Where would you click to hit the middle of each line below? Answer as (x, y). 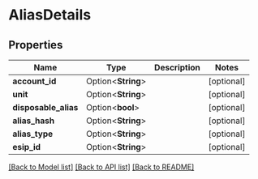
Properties (36, 45)
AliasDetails (50, 15)
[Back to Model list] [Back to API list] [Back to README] (101, 167)
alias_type (33, 134)
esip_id (27, 147)
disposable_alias (45, 107)
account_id (34, 81)
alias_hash (34, 121)
